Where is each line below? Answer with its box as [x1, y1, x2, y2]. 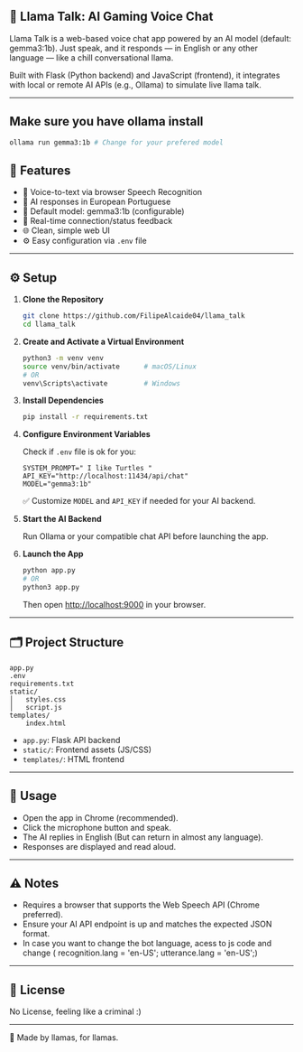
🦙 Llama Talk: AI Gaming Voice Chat [9, 9, 214, 24]
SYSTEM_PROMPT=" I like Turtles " [22, 464, 152, 473]
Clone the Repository [22, 294, 104, 305]
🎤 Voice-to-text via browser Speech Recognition [22, 187, 203, 198]
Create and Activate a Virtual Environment [22, 336, 185, 347]
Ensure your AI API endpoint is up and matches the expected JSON [22, 918, 272, 930]
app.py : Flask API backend [22, 734, 121, 745]
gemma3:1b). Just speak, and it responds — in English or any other [9, 42, 259, 53]
